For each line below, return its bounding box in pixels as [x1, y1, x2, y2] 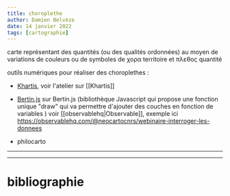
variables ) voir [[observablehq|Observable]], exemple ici [16, 110, 179, 118]
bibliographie [7, 174, 84, 190]
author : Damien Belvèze [7, 16, 75, 23]
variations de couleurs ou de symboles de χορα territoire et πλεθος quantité [7, 56, 222, 64]
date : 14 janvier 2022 [7, 23, 72, 29]
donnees [16, 124, 42, 132]
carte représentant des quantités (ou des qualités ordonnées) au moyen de [7, 48, 218, 56]
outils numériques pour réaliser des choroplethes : [7, 69, 149, 77]
